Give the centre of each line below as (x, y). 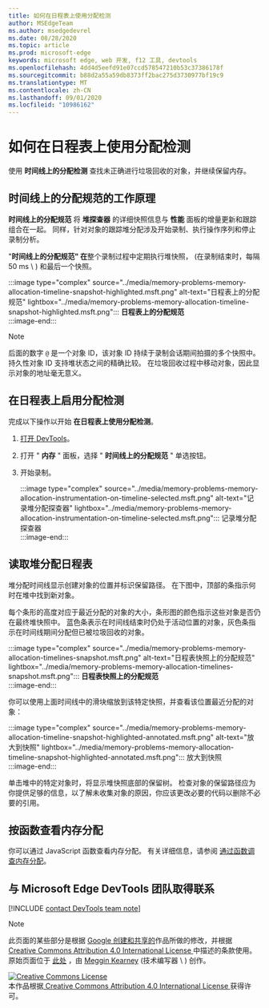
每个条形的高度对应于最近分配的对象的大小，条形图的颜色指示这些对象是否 (131, 612)
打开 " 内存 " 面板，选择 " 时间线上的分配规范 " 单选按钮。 (115, 455)
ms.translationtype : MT (48, 82)
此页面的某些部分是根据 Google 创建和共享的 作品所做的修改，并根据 (120, 941)
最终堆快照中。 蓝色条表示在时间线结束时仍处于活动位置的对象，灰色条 (132, 622)
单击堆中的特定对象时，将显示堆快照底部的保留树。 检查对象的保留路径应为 (132, 782)
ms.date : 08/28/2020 (43, 38)
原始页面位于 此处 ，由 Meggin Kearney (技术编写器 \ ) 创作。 (109, 961)
